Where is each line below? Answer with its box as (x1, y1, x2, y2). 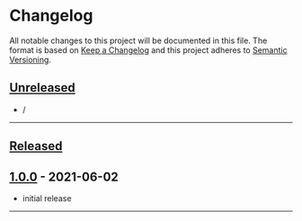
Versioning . (9, 54, 52, 65)
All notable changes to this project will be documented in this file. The (9, 35, 268, 46)
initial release (22, 192, 72, 203)
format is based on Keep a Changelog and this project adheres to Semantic (9, 44, 288, 55)
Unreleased (9, 80, 76, 95)
